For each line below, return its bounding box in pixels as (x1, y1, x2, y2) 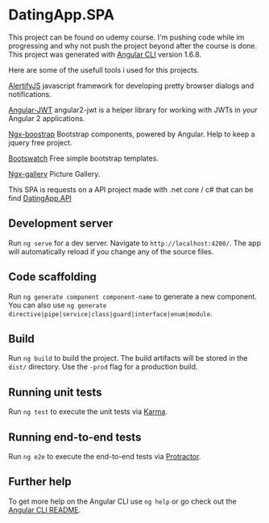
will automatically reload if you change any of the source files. (8, 246, 214, 256)
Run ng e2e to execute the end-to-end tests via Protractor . (8, 452, 201, 461)
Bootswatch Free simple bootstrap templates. (8, 153, 159, 163)
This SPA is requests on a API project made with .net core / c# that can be (8, 184, 254, 195)
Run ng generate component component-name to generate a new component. (8, 291, 258, 301)
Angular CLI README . (8, 504, 81, 514)
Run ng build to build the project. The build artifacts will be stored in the (8, 354, 248, 363)
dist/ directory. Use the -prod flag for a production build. (8, 362, 198, 372)
